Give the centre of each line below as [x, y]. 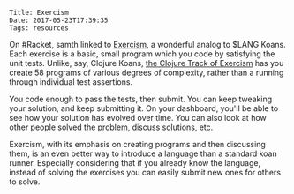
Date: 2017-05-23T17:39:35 [59, 20]
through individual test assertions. [71, 82]
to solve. [25, 182]
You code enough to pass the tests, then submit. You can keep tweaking [141, 99]
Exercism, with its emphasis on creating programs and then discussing [138, 144]
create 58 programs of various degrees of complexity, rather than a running [147, 72]
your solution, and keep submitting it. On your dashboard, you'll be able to [144, 108]
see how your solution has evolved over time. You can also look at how [138, 118]
